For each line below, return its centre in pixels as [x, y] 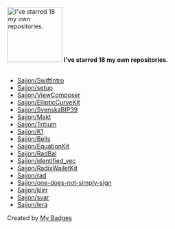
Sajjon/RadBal [37, 153]
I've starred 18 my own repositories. [116, 60]
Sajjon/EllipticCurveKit [48, 102]
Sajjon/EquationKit [43, 146]
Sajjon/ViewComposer [49, 95]
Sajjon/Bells [34, 139]
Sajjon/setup [35, 88]
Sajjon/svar [33, 197]
